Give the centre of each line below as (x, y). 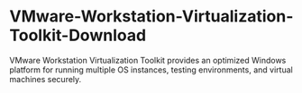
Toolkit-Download (78, 35)
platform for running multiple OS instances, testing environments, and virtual (151, 70)
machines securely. (46, 79)
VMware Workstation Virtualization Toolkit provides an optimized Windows (148, 60)
